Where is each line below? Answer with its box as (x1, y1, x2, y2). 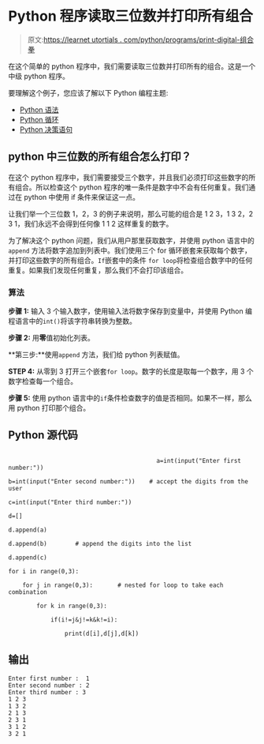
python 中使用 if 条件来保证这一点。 (23, 192, 140, 201)
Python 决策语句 (19, 124, 73, 134)
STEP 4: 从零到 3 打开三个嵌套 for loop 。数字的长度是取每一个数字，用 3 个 (8, 366, 254, 376)
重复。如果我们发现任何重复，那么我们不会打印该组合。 (8, 265, 188, 275)
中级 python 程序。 (8, 71, 69, 81)
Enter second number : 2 (8, 681, 90, 690)
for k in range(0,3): (36, 602, 108, 610)
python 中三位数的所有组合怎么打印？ (8, 150, 191, 163)
